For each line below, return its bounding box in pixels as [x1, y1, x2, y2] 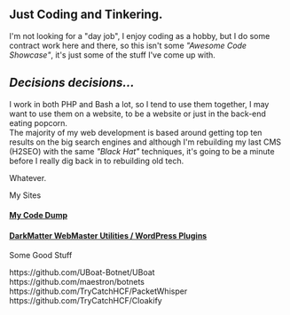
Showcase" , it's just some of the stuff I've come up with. [9, 49, 216, 60]
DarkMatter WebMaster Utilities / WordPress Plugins [9, 230, 208, 240]
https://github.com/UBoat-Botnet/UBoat [9, 267, 155, 278]
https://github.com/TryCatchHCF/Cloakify [9, 295, 162, 306]
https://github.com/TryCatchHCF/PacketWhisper [9, 286, 188, 296]
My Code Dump [9, 210, 68, 221]
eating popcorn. [9, 117, 68, 128]
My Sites [9, 190, 42, 201]
